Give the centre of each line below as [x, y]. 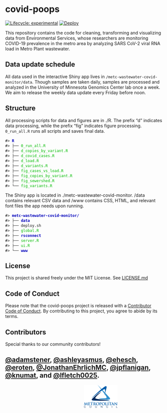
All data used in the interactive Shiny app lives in [55, 77]
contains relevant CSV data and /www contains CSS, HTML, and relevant [80, 200]
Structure [20, 108]
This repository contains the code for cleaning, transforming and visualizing [83, 33]
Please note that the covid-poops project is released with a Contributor [78, 306]
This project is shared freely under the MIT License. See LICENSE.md [77, 278]
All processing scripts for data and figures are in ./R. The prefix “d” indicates [84, 120]
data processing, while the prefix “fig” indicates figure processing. [73, 126]
